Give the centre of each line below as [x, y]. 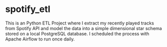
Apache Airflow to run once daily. [40, 39]
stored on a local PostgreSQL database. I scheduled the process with [77, 33]
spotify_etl [28, 9]
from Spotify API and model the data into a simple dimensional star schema [83, 28]
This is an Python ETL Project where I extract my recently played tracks [80, 23]
